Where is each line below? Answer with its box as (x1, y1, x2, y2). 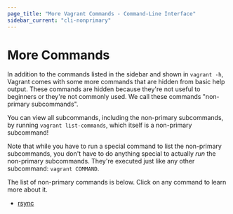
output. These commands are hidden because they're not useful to (7, 85, 201, 93)
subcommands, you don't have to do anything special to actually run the (7, 149, 216, 158)
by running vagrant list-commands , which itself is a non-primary (7, 121, 192, 130)
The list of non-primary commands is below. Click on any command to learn (7, 178, 227, 187)
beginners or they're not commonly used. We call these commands (7, 93, 201, 101)
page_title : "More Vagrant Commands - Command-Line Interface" (7, 10, 197, 18)
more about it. (7, 185, 48, 194)
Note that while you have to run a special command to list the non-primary (7, 142, 222, 151)
